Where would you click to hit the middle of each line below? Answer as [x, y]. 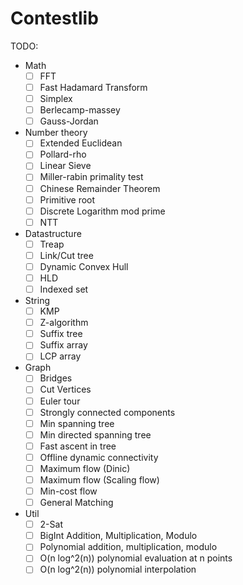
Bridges [56, 378]
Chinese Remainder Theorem [100, 188]
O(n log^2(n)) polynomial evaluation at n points [136, 558]
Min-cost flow [68, 491]
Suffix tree [61, 334]
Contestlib [54, 18]
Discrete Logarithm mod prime [102, 211]
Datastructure [53, 233]
